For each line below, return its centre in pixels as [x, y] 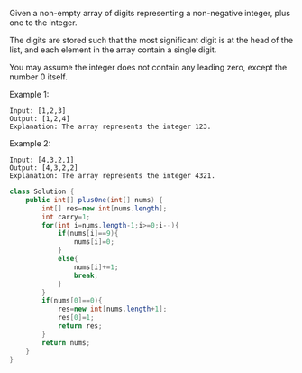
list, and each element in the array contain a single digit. [113, 50]
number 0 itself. [38, 77]
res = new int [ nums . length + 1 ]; [112, 309]
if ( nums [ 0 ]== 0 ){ [72, 301]
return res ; [80, 326]
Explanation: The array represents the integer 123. [110, 126]
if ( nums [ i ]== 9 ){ [88, 234]
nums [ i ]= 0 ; [94, 242]
